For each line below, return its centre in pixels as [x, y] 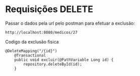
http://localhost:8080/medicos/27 [42, 32]
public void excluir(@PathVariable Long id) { [64, 60]
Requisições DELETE [49, 9]
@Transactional [30, 55]
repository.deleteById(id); [53, 64]
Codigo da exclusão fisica [32, 42]
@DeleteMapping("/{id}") [31, 51]
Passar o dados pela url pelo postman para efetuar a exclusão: [70, 23]
